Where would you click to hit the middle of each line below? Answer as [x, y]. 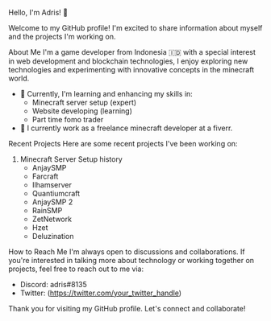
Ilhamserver [52, 185]
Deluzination [53, 236]
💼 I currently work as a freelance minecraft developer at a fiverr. [126, 128]
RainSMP [47, 210]
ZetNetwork [52, 219]
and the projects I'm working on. [62, 37]
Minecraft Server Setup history [71, 159]
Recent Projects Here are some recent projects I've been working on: [123, 144]
